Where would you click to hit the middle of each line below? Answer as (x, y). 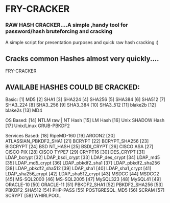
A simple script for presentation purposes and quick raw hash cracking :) (82, 43)
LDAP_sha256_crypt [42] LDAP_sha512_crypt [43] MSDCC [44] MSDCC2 (82, 174)
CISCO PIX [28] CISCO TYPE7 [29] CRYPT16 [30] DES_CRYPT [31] (75, 152)
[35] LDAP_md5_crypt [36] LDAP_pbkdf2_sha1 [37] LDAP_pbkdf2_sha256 (83, 163)
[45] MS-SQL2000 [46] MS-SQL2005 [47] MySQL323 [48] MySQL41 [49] (83, 179)
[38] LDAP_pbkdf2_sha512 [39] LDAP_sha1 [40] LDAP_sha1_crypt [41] (78, 168)
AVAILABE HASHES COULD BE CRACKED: (73, 87)
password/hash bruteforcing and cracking (59, 31)
